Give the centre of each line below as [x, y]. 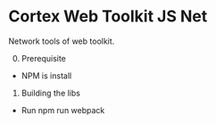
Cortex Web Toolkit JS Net [108, 17]
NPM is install [46, 75]
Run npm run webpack [63, 110]
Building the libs [51, 93]
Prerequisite [43, 58]
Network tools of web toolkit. [62, 41]
